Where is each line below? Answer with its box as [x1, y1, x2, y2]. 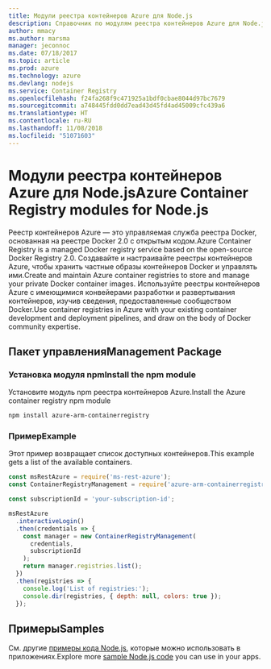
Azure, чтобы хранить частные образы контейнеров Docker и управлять [8, 261, 258, 271]
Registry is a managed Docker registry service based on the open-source [8, 244, 252, 254]
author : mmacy [8, 27, 56, 35]
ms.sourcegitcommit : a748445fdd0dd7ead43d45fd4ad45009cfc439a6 [8, 102, 226, 110]
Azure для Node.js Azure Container [8, 183, 248, 202]
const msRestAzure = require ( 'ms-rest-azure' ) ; [8, 473, 172, 481]
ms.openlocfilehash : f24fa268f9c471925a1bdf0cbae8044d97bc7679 [8, 94, 226, 102]
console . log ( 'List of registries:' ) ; [23, 584, 150, 592]
